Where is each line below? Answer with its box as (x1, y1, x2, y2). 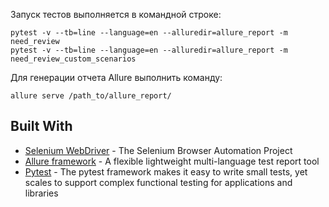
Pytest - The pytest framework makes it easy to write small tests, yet (24, 165, 308, 178)
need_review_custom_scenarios (10, 54, 137, 64)
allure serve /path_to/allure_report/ (10, 91, 172, 101)
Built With (10, 118, 73, 135)
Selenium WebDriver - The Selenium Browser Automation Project (24, 144, 293, 156)
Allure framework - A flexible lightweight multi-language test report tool (24, 155, 320, 167)
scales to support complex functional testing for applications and (24, 176, 293, 188)
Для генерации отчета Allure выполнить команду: (10, 72, 223, 83)
